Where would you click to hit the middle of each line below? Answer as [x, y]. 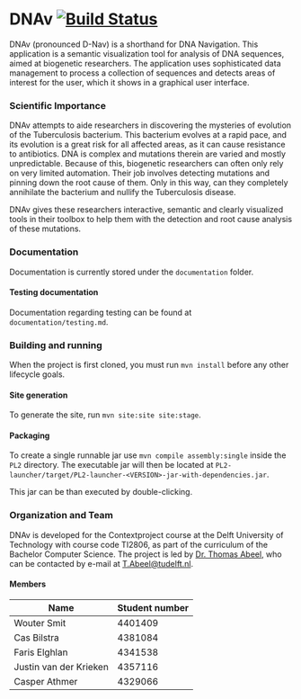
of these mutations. [45, 229]
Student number [153, 607]
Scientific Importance [58, 105]
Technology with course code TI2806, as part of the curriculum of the [138, 544]
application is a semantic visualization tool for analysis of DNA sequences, [147, 53]
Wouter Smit [40, 623]
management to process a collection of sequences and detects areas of [142, 73]
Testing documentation [54, 292]
